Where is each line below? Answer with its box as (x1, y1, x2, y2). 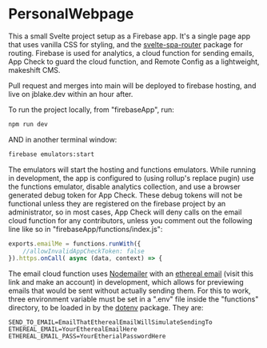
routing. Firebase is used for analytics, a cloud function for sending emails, (8, 48, 254, 58)
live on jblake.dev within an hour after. (8, 89, 133, 98)
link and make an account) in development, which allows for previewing (8, 278, 244, 287)
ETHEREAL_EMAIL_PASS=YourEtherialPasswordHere (8, 333, 166, 341)
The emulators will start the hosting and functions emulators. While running (8, 165, 257, 174)
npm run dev (8, 120, 48, 128)
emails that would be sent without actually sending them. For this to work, (8, 286, 251, 296)
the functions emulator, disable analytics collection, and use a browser (8, 182, 241, 191)
